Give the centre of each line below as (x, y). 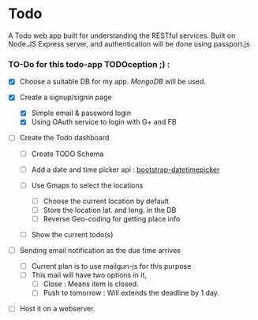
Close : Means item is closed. (91, 284)
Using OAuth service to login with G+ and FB (104, 122)
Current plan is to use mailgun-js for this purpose (111, 266)
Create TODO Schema (67, 154)
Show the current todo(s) (72, 234)
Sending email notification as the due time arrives (100, 250)
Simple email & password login (81, 113)
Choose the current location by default (106, 201)
